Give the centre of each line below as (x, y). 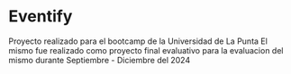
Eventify (41, 16)
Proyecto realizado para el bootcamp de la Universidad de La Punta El (138, 41)
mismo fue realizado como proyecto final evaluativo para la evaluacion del (146, 50)
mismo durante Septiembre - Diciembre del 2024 (100, 60)
